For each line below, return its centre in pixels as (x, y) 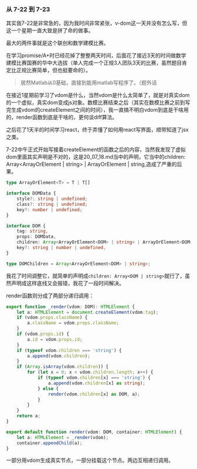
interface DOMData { (31, 193)
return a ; (29, 416)
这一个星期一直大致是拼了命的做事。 (50, 31)
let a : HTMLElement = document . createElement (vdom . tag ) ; (88, 312)
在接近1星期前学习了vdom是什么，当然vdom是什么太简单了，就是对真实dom (98, 95)
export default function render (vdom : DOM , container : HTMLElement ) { (94, 432)
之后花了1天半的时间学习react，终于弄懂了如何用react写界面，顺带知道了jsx (97, 130)
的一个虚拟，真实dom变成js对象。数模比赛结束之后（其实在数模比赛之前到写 (98, 103)
